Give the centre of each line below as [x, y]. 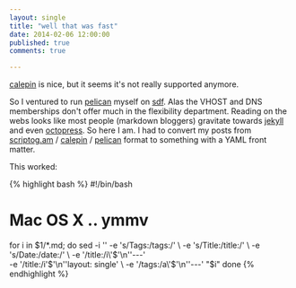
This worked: [34, 167]
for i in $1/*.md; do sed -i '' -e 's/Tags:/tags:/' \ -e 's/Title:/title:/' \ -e [135, 245]
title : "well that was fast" [64, 26]
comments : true [38, 51]
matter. [22, 150]
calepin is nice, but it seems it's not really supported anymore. [124, 84]
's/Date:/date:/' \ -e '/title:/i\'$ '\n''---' [78, 255]
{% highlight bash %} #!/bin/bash [71, 184]
